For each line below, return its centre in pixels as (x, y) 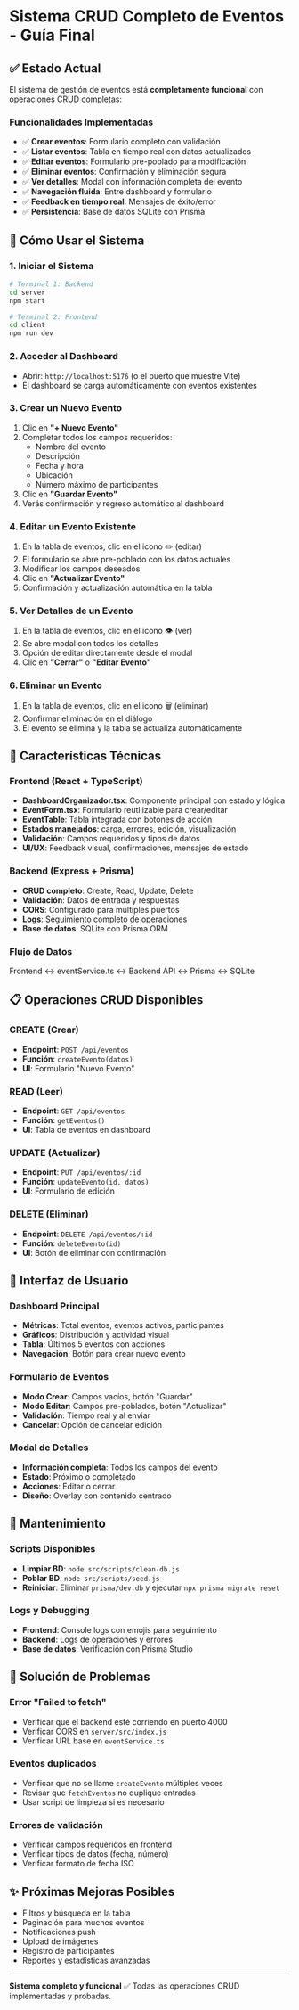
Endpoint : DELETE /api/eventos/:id (87, 1234)
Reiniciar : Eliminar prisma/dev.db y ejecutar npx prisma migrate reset (151, 1587)
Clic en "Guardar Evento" (70, 494)
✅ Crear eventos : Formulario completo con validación (121, 142)
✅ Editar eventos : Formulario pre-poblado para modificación (134, 161)
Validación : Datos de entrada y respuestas (101, 900)
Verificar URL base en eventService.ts (93, 1741)
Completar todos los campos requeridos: (97, 437)
